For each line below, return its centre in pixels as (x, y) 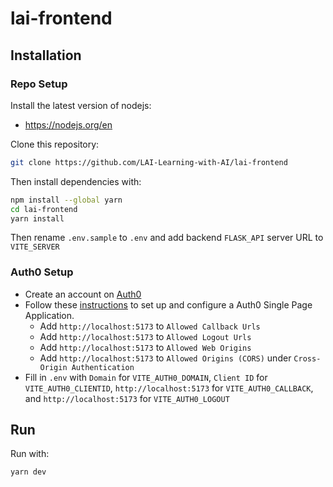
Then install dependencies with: (76, 181)
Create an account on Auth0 (83, 294)
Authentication (103, 367)
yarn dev (28, 472)
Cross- (307, 358)
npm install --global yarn (66, 200)
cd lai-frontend (44, 209)
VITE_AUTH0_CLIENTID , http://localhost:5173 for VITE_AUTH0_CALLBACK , (169, 388)
